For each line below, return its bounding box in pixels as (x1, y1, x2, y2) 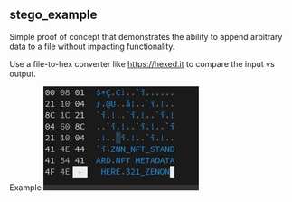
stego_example (9, 7, 98, 23)
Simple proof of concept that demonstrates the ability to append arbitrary (9, 31, 283, 42)
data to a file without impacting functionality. (9, 41, 175, 52)
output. (9, 68, 36, 79)
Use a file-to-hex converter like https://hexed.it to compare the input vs (9, 58, 276, 69)
